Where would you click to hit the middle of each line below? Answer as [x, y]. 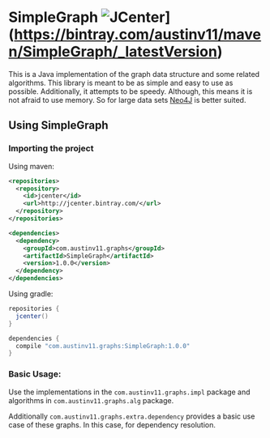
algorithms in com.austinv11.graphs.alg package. [91, 400]
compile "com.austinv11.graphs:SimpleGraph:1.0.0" [103, 346]
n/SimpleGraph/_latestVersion [113, 52]
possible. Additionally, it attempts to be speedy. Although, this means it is [131, 91]
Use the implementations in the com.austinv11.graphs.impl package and [129, 392]
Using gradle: [31, 294]
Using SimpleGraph [58, 125]
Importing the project [51, 148]
